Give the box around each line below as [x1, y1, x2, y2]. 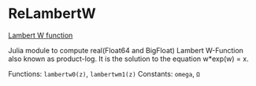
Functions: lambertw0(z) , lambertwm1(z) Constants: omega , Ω [8, 69, 201, 78]
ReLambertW [8, 5, 96, 23]
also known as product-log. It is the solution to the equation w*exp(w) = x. [8, 54, 250, 63]
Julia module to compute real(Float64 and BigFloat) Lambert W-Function [8, 45, 244, 55]
